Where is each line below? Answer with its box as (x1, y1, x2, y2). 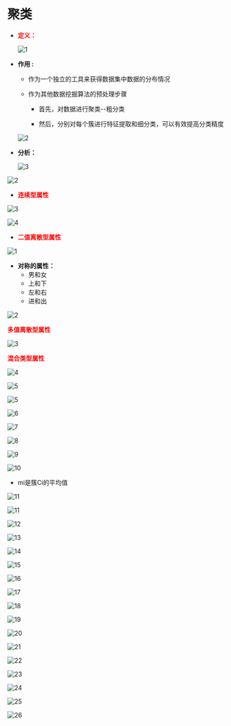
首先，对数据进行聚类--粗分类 (38, 104, 125, 113)
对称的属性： (17, 262, 55, 270)
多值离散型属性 (7, 325, 51, 333)
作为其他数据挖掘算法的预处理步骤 (27, 90, 127, 98)
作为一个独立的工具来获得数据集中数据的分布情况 (27, 75, 170, 83)
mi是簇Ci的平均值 (17, 478, 68, 486)
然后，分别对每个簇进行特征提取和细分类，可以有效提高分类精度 (38, 119, 224, 128)
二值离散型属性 (17, 233, 61, 241)
